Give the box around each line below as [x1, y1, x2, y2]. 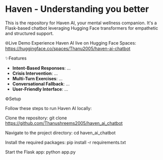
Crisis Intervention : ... [12, 70, 58, 76]
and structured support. [5, 30, 54, 36]
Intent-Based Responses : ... [12, 65, 71, 71]
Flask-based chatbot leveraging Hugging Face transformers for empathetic [5, 25, 159, 31]
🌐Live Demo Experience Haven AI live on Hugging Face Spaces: [5, 40, 136, 46]
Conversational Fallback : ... [12, 81, 70, 87]
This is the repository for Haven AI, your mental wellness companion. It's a [5, 20, 157, 26]
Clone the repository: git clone [5, 115, 67, 121]
